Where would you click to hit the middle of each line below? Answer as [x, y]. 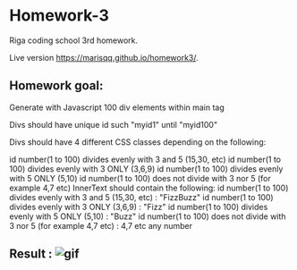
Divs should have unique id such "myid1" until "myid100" [113, 124]
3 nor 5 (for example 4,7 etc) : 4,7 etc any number [101, 225]
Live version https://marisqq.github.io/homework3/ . [104, 57]
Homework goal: [56, 86]
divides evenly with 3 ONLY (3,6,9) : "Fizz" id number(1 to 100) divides [139, 207]
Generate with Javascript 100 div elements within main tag [117, 107]
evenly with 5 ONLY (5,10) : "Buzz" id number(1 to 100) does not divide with [148, 216]
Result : [31, 254]
